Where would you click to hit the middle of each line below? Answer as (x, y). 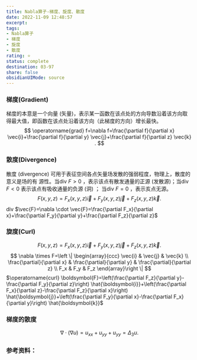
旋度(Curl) (21, 232)
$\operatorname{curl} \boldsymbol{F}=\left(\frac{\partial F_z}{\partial (91, 278)
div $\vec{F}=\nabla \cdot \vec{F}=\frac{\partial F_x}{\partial (80, 209)
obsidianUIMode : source (35, 78)
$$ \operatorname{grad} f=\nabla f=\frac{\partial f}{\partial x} (99, 130)
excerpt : (17, 23)
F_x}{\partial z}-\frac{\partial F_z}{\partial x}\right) (67, 290)
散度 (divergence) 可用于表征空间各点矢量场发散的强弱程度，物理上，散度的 (98, 174)
